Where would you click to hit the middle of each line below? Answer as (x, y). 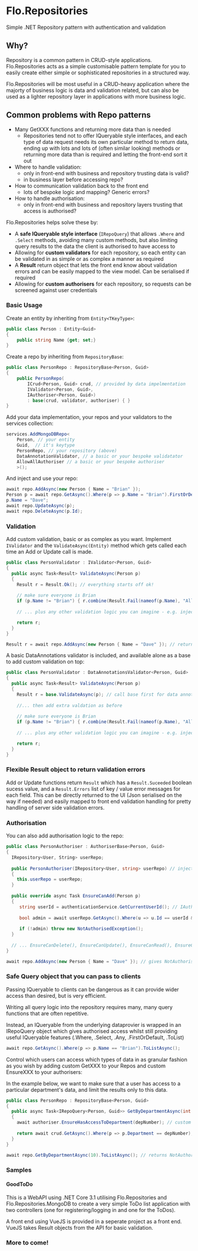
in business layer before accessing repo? (73, 179)
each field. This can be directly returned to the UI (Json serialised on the (94, 795)
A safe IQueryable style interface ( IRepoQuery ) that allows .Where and (99, 234)
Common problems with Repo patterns (79, 115)
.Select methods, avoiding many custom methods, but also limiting (96, 240)
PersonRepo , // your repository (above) (67, 451)
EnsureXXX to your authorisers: (44, 1072)
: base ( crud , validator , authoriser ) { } (79, 400)
